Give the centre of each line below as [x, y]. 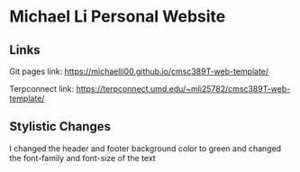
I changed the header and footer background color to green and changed [145, 148]
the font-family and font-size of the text [82, 158]
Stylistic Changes [60, 127]
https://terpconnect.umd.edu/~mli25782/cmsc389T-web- [183, 89]
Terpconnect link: [42, 89]
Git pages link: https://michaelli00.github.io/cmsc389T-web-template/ [139, 71]
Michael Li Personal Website [118, 17]
